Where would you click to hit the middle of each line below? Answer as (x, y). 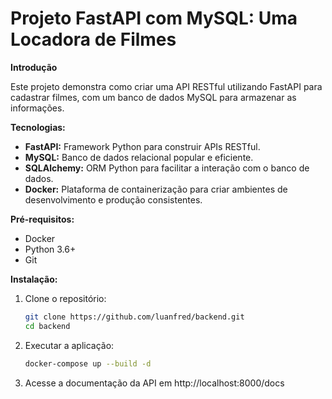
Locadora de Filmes (93, 39)
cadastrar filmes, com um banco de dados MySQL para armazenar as (153, 97)
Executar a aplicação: (69, 345)
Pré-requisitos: (42, 219)
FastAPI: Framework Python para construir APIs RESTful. (142, 146)
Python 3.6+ (50, 249)
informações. (37, 108)
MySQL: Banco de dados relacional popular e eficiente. (139, 157)
